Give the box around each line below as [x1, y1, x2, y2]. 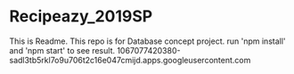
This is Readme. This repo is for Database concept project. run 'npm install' [9, 36, 287, 46]
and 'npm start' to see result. [9, 45, 116, 55]
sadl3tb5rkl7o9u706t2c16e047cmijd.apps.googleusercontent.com [9, 54, 251, 65]
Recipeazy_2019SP [9, 6, 153, 27]
